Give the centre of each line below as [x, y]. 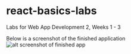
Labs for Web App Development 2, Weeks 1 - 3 [63, 27]
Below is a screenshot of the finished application [66, 38]
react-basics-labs [52, 11]
